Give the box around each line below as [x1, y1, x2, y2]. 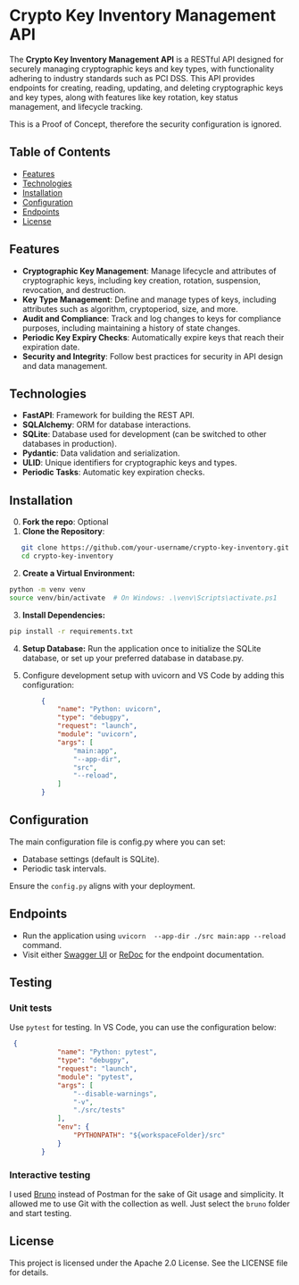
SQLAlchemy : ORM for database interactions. [21, 419, 192, 430]
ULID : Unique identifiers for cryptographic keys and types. [21, 458, 237, 468]
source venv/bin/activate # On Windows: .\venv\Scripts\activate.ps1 [9, 593, 278, 602]
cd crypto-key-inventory [21, 551, 114, 561]
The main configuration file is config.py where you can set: [9, 836, 226, 847]
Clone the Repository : [21, 526, 105, 537]
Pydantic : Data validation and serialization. [21, 448, 180, 458]
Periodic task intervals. [21, 863, 107, 874]
